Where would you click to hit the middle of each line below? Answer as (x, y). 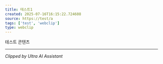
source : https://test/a (29, 18)
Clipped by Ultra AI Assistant (34, 56)
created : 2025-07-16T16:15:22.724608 (43, 14)
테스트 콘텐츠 (17, 42)
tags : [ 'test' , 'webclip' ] (32, 23)
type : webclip (19, 28)
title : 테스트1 (19, 9)
